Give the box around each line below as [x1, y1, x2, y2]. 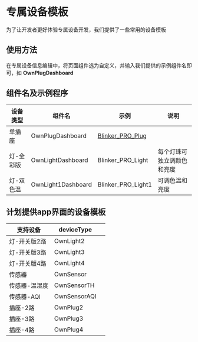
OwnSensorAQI [54, 292, 97, 301]
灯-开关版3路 [9, 249, 47, 257]
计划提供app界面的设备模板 [6, 207, 106, 217]
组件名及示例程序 [6, 88, 68, 98]
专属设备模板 [6, 5, 69, 19]
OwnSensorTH [54, 281, 95, 289]
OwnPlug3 [54, 314, 84, 323]
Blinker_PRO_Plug [97, 131, 147, 139]
